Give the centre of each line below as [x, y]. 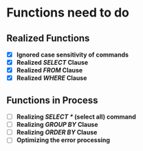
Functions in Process [52, 100]
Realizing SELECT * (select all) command [76, 117]
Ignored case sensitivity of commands [72, 54]
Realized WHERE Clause [52, 78]
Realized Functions [48, 38]
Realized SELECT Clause [52, 63]
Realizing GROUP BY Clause [57, 125]
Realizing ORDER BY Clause [57, 132]
